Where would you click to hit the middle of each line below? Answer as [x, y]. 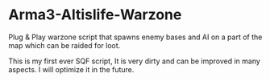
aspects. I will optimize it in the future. [71, 69]
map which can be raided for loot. [64, 45]
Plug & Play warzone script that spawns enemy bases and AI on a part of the [135, 37]
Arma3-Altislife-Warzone [95, 15]
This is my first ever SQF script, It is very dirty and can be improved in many [134, 61]
